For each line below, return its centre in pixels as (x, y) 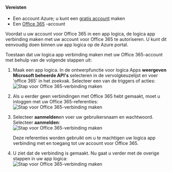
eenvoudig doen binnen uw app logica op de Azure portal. (67, 45)
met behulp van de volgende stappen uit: (49, 60)
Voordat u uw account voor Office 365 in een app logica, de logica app (80, 34)
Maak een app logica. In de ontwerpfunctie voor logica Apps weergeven (90, 70)
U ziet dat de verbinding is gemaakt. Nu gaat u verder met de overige (86, 153)
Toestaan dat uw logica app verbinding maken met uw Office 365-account (84, 55)
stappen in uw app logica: (40, 159)
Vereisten (16, 7)
